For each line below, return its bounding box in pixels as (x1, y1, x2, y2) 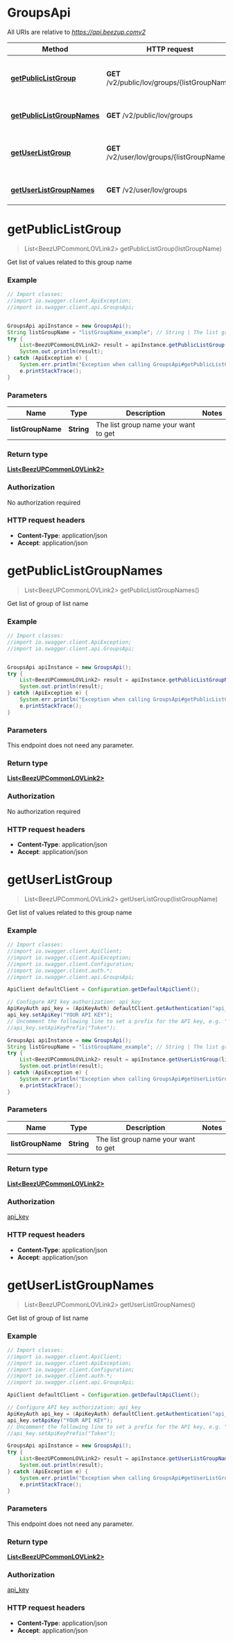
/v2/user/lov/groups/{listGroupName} (106, 152, 228, 162)
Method (42, 44, 69, 53)
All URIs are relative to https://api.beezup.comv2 (7, 28, 146, 36)
